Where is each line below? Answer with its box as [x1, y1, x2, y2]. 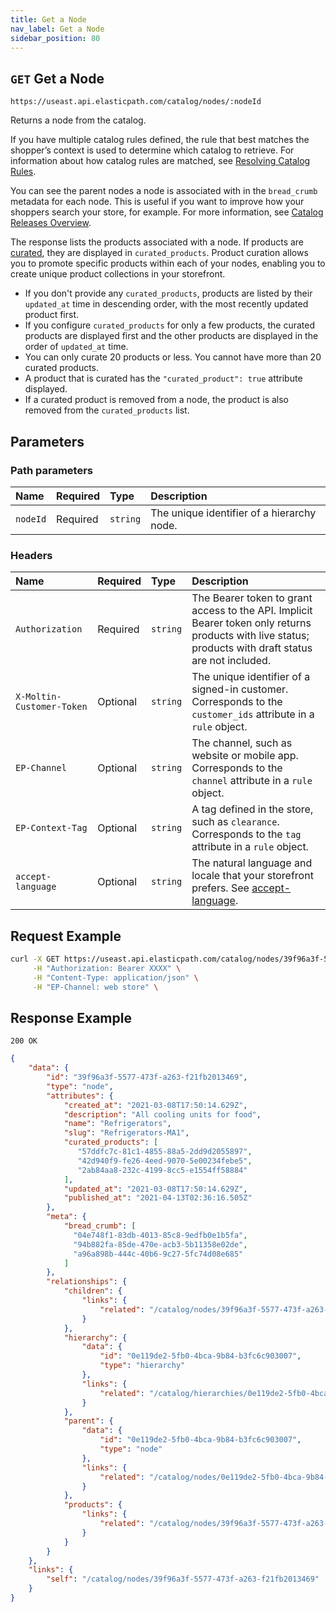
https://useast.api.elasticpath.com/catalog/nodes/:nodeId [10, 97, 262, 107]
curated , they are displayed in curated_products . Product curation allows [10, 247, 309, 259]
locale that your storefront [191, 869, 314, 883]
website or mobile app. [191, 749, 299, 763]
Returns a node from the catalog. [10, 114, 147, 126]
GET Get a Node [10, 70, 105, 87]
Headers [10, 548, 53, 562]
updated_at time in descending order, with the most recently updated [24, 298, 309, 310]
